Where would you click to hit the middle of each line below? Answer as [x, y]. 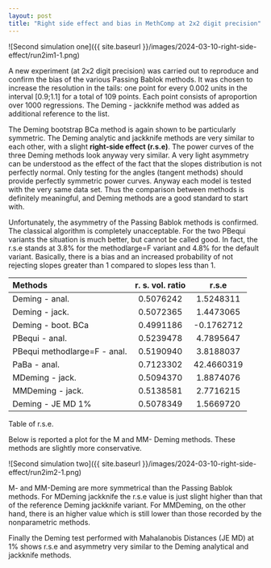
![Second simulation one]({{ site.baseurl [75, 46]
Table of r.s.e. [31, 423]
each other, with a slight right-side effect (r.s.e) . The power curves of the [131, 146]
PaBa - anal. [36, 364]
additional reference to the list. [59, 113]
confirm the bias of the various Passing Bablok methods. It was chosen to [131, 79]
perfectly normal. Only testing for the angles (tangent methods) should [126, 172]
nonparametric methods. [50, 522]
